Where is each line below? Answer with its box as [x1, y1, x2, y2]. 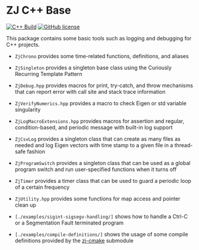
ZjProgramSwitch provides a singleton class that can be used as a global [14, 159, 191, 166]
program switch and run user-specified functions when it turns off [14, 166, 177, 173]
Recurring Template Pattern [14, 70, 83, 77]
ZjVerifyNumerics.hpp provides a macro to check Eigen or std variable [14, 99, 187, 107]
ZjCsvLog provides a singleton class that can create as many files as [14, 135, 181, 143]
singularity [14, 106, 41, 113]
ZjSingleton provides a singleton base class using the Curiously [14, 64, 172, 71]
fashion [26, 148, 46, 155]
